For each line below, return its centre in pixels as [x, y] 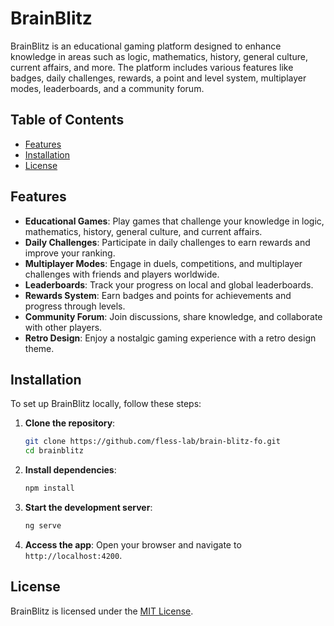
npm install [49, 488]
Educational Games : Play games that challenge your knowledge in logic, [174, 221]
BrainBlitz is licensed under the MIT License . [102, 611]
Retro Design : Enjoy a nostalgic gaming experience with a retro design [170, 338]
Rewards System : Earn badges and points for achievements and [158, 295]
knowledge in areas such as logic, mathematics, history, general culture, [159, 56]
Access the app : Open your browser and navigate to [133, 544]
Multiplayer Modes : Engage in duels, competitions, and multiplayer [163, 263]
